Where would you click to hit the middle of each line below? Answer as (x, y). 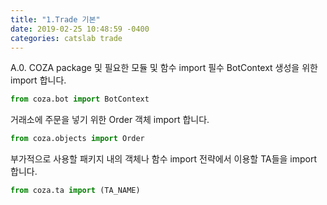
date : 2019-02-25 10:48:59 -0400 (80, 29)
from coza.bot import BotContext (80, 99)
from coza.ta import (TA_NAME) (75, 191)
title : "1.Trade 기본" (55, 19)
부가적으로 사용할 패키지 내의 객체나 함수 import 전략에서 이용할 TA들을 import (164, 159)
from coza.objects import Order (77, 139)
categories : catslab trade (66, 38)
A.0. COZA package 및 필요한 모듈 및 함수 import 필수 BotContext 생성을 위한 (164, 68)
